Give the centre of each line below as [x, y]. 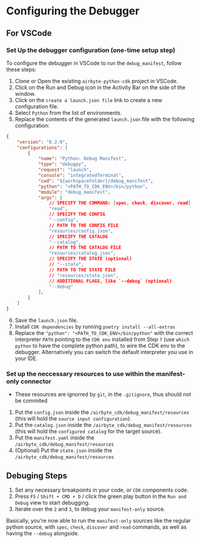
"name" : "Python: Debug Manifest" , [82, 159]
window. [25, 93]
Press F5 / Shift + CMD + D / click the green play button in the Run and [101, 496]
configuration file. [36, 106]
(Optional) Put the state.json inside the [63, 450]
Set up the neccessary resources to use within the [81, 374]
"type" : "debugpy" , [62, 164]
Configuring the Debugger [73, 11]
